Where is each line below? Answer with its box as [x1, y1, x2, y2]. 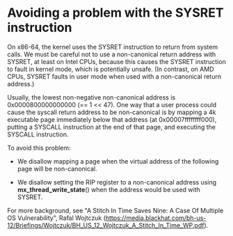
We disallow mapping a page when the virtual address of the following [17, 157, 219, 165]
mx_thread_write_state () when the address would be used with [17, 185, 200, 194]
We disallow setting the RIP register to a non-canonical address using [17, 178, 217, 186]
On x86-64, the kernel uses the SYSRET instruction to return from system [7, 42, 218, 51]
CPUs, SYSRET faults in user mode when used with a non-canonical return [7, 72, 221, 81]
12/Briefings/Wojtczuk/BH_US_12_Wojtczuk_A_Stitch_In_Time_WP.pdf [7, 221, 204, 229]
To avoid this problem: [7, 143, 71, 152]
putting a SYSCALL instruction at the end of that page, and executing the [7, 123, 216, 131]
